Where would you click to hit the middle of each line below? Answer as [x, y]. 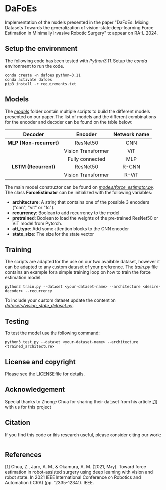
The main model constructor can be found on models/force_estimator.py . [80, 187]
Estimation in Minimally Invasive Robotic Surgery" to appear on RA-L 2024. [81, 33]
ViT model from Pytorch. [37, 223]
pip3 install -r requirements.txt [41, 84]
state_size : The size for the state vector [53, 234]
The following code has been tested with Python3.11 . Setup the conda [76, 61]
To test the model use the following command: [53, 333]
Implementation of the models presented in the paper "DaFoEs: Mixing [77, 22]
